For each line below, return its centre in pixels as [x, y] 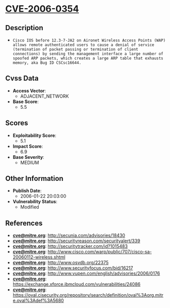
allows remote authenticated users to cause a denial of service [83, 45]
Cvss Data [22, 78]
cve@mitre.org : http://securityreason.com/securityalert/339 [76, 241]
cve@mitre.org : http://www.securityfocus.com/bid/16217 [73, 268]
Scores [17, 123]
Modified [30, 207]
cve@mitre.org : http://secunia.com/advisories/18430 [69, 235]
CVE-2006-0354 [42, 9]
